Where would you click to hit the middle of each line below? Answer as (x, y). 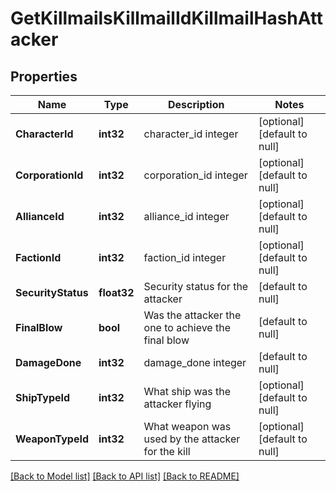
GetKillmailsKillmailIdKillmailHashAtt (167, 18)
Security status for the (196, 286)
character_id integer (191, 134)
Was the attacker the (192, 315)
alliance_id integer (186, 216)
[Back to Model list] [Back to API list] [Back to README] (125, 476)
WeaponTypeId (52, 439)
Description (196, 104)
